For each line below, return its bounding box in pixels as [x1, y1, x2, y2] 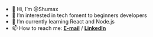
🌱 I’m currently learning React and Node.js [11, 18, 115, 25]
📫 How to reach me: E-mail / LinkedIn [11, 25, 106, 32]
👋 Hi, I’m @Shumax [11, 6, 58, 12]
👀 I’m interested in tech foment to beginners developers [11, 12, 148, 19]
